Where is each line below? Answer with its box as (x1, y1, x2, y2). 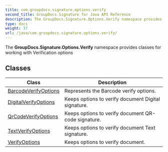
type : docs (5, 21, 28, 26)
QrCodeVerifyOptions (7, 113, 58, 120)
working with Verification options (5, 49, 73, 55)
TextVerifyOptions (7, 127, 50, 134)
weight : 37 (5, 26, 28, 31)
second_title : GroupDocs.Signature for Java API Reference (5, 12, 131, 17)
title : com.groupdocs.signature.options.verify (5, 7, 106, 12)
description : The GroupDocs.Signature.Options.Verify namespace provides (5, 16, 162, 21)
